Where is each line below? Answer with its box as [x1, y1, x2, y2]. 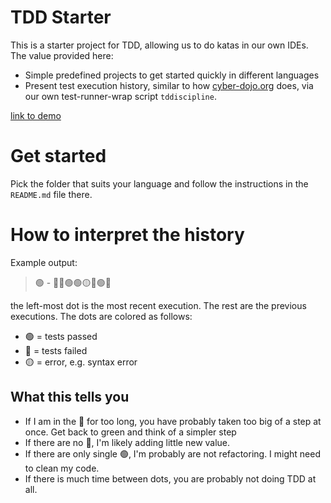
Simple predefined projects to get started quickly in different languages [24, 69, 320, 81]
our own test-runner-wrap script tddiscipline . [24, 90, 217, 102]
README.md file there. [10, 188, 93, 200]
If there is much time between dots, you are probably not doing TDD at [24, 472, 317, 485]
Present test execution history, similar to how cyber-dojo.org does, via [24, 79, 314, 91]
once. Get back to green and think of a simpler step [24, 426, 237, 438]
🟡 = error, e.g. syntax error [24, 356, 138, 368]
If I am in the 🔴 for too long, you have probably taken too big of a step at [24, 415, 322, 427]
